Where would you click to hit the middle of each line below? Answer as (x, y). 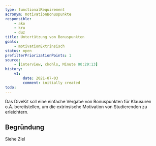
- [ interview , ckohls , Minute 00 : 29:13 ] (56, 64)
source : (13, 60)
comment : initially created (51, 83)
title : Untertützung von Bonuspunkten (45, 37)
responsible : (18, 19)
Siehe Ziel (15, 139)
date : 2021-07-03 (40, 78)
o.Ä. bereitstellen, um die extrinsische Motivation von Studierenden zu (76, 107)
